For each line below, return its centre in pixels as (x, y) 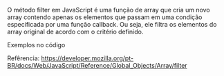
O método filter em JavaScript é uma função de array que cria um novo (109, 10)
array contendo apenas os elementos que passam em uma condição (105, 17)
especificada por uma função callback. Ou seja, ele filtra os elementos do (112, 24)
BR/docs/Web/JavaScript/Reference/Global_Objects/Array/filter (97, 65)
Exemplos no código (36, 45)
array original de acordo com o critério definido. (75, 31)
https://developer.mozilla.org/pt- (87, 58)
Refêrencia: (24, 58)
